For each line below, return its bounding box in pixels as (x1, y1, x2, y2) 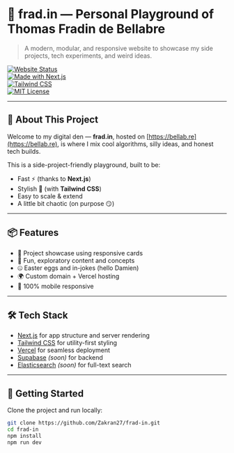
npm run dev (7, 438, 42, 446)
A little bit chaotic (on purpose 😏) (17, 199, 115, 207)
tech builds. (7, 147, 41, 155)
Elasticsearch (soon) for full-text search (17, 361, 132, 369)
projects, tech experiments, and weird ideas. (24, 51, 152, 60)
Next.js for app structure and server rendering (17, 331, 150, 340)
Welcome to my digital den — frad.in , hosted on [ (7, 132, 149, 141)
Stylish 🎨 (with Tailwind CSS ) (17, 184, 102, 193)
